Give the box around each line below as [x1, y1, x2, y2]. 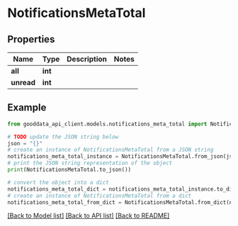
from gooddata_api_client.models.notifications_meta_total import [7, 120, 208, 128]
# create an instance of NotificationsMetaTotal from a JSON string [7, 147, 214, 154]
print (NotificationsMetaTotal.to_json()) [7, 166, 132, 174]
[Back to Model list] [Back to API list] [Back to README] [7, 211, 170, 220]
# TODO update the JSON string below [7, 133, 119, 140]
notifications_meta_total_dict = [7, 186, 106, 193]
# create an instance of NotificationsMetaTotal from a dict [7, 192, 192, 199]
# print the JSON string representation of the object [7, 159, 173, 167]
